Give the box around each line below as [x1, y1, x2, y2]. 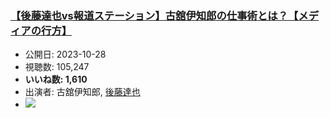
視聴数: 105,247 [24, 61, 90, 73]
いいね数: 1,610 [24, 73, 88, 86]
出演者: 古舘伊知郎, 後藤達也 [24, 86, 141, 98]
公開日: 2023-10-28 [24, 48, 107, 61]
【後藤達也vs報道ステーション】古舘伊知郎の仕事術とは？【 [10, 8, 299, 22]
